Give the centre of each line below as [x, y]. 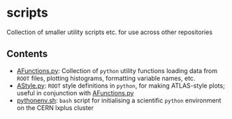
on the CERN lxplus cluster [55, 108]
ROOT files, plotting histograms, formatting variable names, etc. [106, 78]
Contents [27, 54]
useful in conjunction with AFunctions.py [75, 93]
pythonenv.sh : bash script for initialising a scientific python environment [119, 100]
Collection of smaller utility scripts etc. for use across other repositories [110, 32]
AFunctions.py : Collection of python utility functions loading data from [117, 70]
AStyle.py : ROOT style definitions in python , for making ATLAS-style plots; [121, 86]
